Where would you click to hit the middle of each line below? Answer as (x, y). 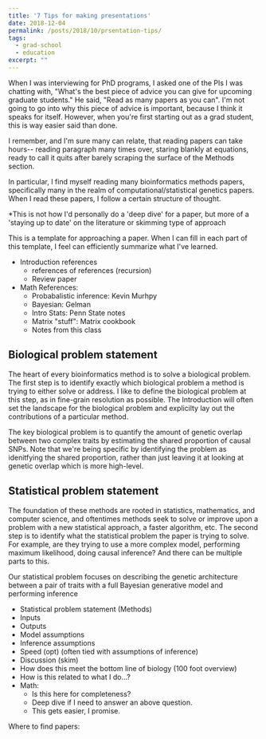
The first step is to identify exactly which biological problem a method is (126, 382)
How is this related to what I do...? (75, 677)
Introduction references (59, 262)
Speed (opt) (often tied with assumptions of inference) (109, 651)
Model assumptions (52, 634)
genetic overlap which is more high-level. (76, 466)
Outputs (33, 626)
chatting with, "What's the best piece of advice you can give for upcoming (130, 91)
